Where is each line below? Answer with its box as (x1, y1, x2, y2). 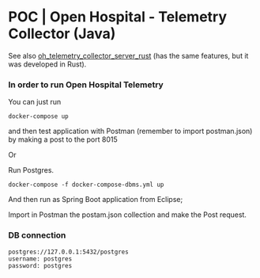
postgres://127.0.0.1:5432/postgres (8, 248, 129, 256)
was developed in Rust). (8, 59, 87, 69)
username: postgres (8, 254, 73, 263)
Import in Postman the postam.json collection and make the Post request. (8, 210, 247, 219)
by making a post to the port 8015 (8, 135, 118, 144)
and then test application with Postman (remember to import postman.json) (8, 127, 253, 136)
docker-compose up (8, 112, 69, 120)
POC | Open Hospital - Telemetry (8, 8, 228, 26)
